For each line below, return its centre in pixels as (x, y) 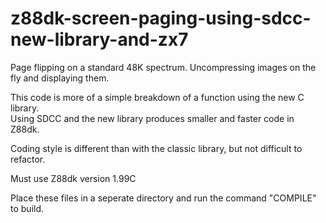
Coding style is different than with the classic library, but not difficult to (156, 148)
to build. (27, 208)
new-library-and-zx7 (99, 39)
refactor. (28, 159)
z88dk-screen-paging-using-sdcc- (161, 18)
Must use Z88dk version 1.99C (73, 178)
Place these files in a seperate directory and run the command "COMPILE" (163, 198)
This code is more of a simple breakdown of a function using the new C (157, 97)
